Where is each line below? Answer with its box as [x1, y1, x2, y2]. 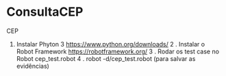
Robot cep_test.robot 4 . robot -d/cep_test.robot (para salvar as [16, 54, 196, 62]
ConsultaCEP [6, 4, 84, 20]
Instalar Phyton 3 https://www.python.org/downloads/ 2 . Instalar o [16, 40, 205, 48]
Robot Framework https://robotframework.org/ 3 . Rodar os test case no [16, 47, 220, 55]
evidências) [16, 62, 49, 70]
